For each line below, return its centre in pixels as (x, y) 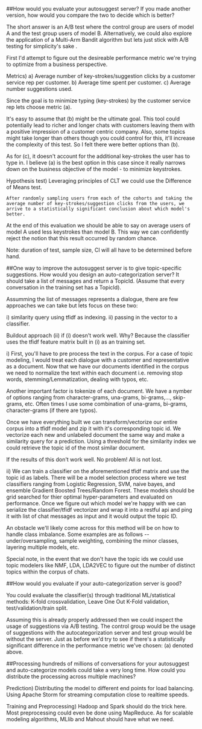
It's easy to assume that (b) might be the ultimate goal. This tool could (93, 119)
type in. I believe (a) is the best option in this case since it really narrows (96, 162)
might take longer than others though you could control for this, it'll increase (101, 138)
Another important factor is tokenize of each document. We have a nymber (99, 391)
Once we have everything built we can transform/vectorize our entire (92, 422)
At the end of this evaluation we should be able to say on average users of (99, 225)
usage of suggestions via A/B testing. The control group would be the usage (101, 626)
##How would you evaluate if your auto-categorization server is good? (94, 584)
